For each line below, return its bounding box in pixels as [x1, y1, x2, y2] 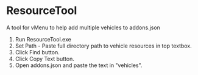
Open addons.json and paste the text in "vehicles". [15, 62, 143, 69]
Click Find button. [15, 48, 60, 55]
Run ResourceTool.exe [15, 35, 71, 43]
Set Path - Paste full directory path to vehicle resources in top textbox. [15, 42, 192, 49]
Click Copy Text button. [15, 55, 74, 62]
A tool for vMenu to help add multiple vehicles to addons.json [6, 24, 160, 31]
